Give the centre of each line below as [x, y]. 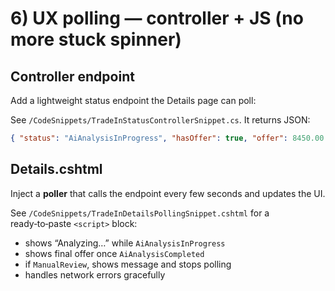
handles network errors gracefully [95, 274]
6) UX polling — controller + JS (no [157, 18]
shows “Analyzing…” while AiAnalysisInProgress [125, 243]
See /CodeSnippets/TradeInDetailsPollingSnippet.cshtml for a [140, 213]
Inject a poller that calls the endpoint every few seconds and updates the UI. [168, 193]
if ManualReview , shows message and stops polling [128, 264]
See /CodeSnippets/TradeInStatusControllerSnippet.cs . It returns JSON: [160, 120]
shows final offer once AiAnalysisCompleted [114, 253]
